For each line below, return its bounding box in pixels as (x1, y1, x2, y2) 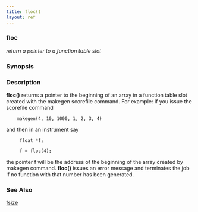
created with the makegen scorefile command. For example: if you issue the (6, 98, 192, 105)
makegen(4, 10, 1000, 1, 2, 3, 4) (17, 116, 102, 122)
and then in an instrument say (6, 126, 79, 134)
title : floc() (6, 8, 42, 15)
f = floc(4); (19, 148, 52, 154)
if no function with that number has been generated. (6, 171, 134, 178)
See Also (6, 185, 33, 194)
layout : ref (6, 14, 36, 20)
